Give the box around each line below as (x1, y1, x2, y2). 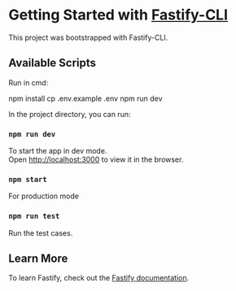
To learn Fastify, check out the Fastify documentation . (8, 273, 190, 283)
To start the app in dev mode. (8, 146, 107, 156)
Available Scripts (8, 56, 96, 70)
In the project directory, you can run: (8, 109, 131, 119)
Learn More (8, 252, 68, 266)
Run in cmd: (8, 77, 49, 87)
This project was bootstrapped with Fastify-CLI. (8, 33, 168, 42)
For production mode (8, 191, 80, 201)
